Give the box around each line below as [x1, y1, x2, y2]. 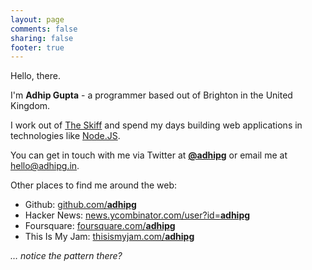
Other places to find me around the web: [10, 179, 178, 191]
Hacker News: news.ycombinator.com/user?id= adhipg [24, 209, 251, 221]
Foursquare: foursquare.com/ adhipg [24, 220, 176, 232]
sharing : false [10, 33, 74, 43]
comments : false [10, 24, 78, 34]
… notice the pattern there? [10, 250, 123, 262]
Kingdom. [10, 100, 51, 112]
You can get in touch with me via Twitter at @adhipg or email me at [10, 149, 288, 161]
